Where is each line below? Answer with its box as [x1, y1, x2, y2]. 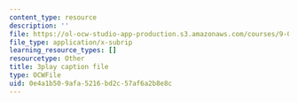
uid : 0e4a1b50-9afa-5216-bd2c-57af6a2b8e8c [9, 79, 173, 88]
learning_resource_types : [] [9, 46, 117, 55]
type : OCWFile [9, 71, 62, 80]
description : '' [9, 21, 69, 30]
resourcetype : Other [9, 54, 86, 63]
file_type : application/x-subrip [9, 37, 133, 47]
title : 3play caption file [9, 63, 109, 72]
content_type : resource [9, 12, 98, 22]
